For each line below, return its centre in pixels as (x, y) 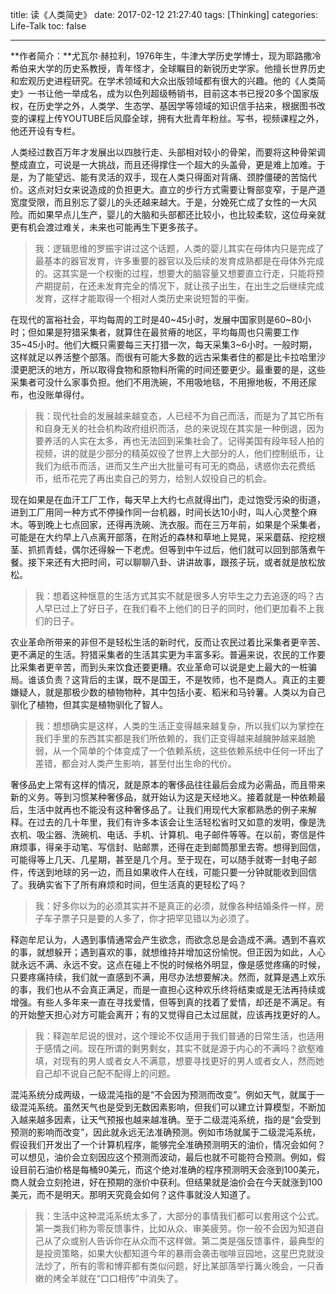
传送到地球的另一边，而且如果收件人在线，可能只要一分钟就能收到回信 (172, 872)
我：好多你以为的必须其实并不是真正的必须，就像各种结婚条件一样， (175, 906)
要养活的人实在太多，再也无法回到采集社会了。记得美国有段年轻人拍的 (179, 441)
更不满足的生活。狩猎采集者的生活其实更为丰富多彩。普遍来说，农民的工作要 (168, 654)
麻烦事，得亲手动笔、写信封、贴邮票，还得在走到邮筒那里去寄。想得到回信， (168, 847)
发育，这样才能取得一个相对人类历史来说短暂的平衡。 (144, 298)
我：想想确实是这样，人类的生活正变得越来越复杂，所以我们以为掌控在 (179, 726)
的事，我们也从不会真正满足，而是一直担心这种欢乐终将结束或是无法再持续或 (168, 989)
